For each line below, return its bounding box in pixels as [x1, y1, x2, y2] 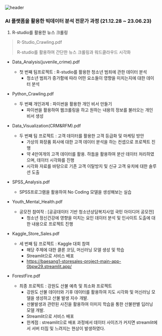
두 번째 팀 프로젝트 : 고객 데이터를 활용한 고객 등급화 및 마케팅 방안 [19, 133, 144, 139]
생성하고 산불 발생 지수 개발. [35, 295, 88, 301]
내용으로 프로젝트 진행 [31, 221, 74, 227]
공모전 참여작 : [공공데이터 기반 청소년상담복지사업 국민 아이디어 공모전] [19, 209, 154, 215]
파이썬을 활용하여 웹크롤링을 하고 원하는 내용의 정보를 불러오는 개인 [26, 107, 153, 113]
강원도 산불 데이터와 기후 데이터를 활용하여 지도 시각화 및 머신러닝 [26, 289, 151, 295]
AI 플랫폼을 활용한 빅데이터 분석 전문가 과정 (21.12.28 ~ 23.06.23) [5, 18, 152, 24]
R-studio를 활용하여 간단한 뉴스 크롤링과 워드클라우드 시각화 [16, 49, 131, 55]
